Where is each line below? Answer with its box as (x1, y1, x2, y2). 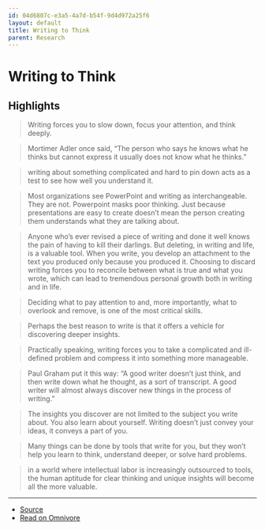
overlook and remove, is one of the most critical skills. (27, 306, 203, 316)
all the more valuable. (27, 482, 98, 491)
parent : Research (8, 33, 65, 42)
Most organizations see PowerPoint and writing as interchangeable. (27, 191, 248, 201)
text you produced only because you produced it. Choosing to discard (27, 257, 256, 267)
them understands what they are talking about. (27, 217, 180, 226)
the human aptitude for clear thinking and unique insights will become (27, 474, 255, 483)
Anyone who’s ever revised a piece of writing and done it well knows (27, 232, 251, 241)
